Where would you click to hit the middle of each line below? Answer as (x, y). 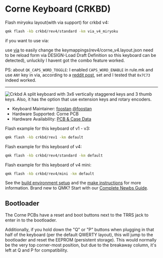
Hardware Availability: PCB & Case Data (51, 119)
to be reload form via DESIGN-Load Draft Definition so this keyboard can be (81, 55)
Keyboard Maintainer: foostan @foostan (52, 108)
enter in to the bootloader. (31, 220)
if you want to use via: (27, 40)
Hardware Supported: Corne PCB (45, 114)
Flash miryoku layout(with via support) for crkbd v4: (57, 22)
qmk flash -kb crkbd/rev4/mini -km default (50, 173)
